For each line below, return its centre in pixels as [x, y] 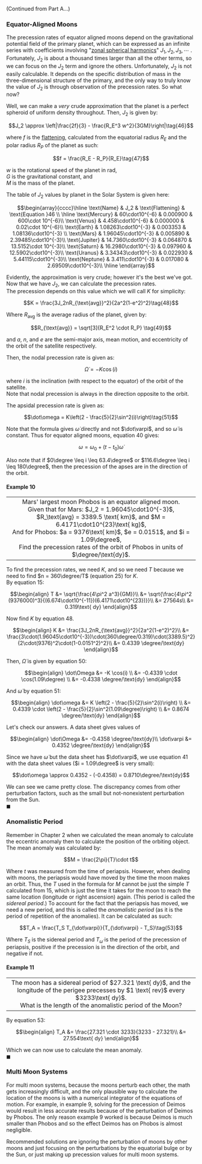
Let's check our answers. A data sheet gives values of [73, 727]
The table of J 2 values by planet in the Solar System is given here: [88, 195]
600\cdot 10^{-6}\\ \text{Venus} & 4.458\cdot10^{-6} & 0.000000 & [101, 220]
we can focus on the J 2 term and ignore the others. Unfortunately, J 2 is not [99, 67]
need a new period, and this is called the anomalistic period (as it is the [94, 909]
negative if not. [25, 953]
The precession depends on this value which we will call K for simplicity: [96, 291]
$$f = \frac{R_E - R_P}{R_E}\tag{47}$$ [101, 158]
